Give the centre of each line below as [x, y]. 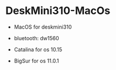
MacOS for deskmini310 [43, 27]
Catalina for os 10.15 [38, 49]
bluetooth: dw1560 [36, 38]
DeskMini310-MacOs [58, 11]
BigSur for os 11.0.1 [36, 61]
